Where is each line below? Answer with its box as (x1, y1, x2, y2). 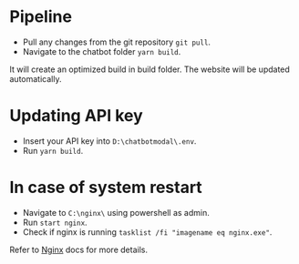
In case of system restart (9, 178, 202, 198)
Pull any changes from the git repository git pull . (22, 36, 211, 47)
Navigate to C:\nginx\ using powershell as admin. (22, 207, 210, 218)
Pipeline (9, 6, 73, 27)
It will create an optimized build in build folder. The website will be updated (9, 64, 290, 75)
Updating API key (9, 106, 143, 127)
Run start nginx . (22, 217, 88, 228)
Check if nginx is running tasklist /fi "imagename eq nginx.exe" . (22, 226, 273, 238)
